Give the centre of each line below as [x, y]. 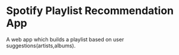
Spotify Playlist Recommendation [90, 11]
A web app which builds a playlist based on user [65, 39]
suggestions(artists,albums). [41, 46]
